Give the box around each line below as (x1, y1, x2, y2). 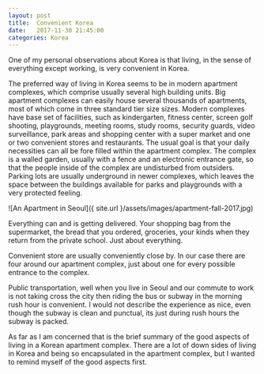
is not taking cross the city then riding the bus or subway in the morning (8, 292, 243, 301)
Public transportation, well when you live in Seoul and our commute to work (8, 283, 255, 293)
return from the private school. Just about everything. (8, 236, 183, 245)
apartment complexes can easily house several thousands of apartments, (8, 96, 247, 105)
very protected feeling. (8, 188, 83, 198)
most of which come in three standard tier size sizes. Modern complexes (8, 104, 245, 114)
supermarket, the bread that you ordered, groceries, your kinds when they (8, 227, 251, 237)
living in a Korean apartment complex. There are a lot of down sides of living (8, 341, 257, 350)
